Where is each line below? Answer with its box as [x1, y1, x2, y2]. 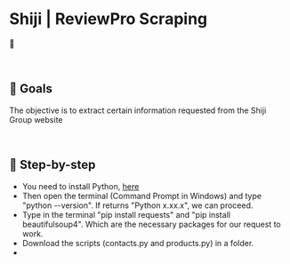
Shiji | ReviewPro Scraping [9, 9, 208, 29]
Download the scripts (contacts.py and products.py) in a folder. [21, 237, 254, 248]
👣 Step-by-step [9, 157, 96, 172]
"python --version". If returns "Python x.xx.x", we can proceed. [21, 200, 254, 211]
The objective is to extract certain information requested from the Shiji [9, 105, 267, 116]
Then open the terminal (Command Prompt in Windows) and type [21, 190, 262, 201]
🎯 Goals [9, 81, 53, 97]
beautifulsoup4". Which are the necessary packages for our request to [21, 219, 282, 229]
